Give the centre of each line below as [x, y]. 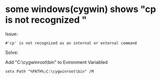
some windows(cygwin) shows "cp [80, 9]
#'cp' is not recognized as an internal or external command [71, 43]
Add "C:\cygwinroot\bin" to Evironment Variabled [56, 62]
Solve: [12, 52]
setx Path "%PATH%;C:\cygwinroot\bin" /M [50, 71]
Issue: [12, 34]
